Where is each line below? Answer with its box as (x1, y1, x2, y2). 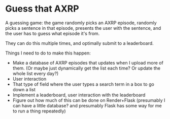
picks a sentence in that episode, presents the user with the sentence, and (5, 25, 161, 31)
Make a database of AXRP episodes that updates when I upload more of (12, 59, 163, 66)
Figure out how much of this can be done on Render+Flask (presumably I (12, 97, 165, 103)
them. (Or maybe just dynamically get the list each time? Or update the (12, 65, 161, 71)
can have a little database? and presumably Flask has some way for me (12, 102, 162, 108)
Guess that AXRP (5, 3, 80, 15)
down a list (12, 86, 36, 92)
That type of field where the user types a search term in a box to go (12, 81, 155, 87)
